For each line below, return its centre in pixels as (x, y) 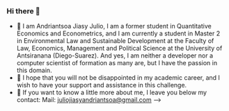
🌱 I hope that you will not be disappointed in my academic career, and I (118, 78)
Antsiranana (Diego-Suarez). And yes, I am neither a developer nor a (115, 55)
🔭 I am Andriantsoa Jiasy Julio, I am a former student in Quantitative (114, 26)
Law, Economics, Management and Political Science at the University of (119, 49)
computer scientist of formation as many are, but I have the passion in (117, 63)
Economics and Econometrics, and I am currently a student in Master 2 (118, 33)
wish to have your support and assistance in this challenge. (102, 85)
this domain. (34, 70)
